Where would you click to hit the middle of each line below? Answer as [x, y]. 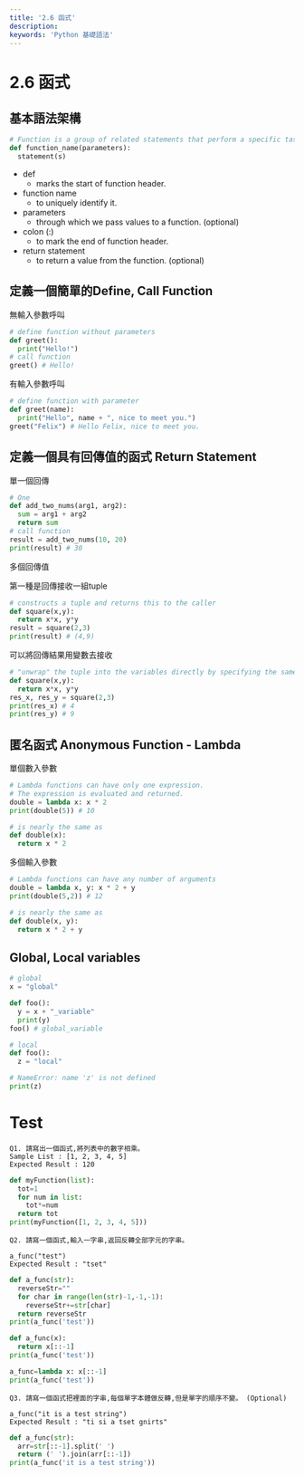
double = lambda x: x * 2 [58, 802]
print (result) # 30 [46, 548]
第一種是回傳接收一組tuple [58, 586]
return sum [38, 523]
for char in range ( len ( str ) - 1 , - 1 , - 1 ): [91, 1297]
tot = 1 [28, 1188]
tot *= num [42, 1205]
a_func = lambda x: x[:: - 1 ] [58, 1371]
